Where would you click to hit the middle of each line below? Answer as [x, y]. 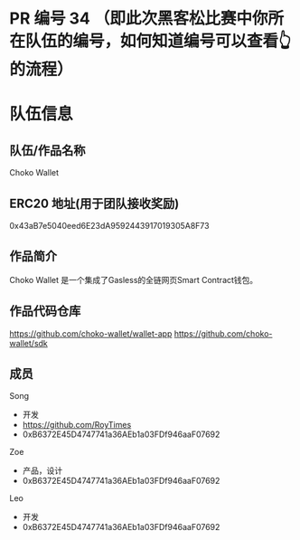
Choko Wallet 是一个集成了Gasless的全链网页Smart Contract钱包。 [134, 279]
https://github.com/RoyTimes [77, 425]
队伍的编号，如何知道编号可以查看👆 [159, 41]
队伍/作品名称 [47, 150]
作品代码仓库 [45, 312]
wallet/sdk [28, 343]
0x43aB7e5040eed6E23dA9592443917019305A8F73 [109, 226]
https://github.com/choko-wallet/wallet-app [91, 333]
